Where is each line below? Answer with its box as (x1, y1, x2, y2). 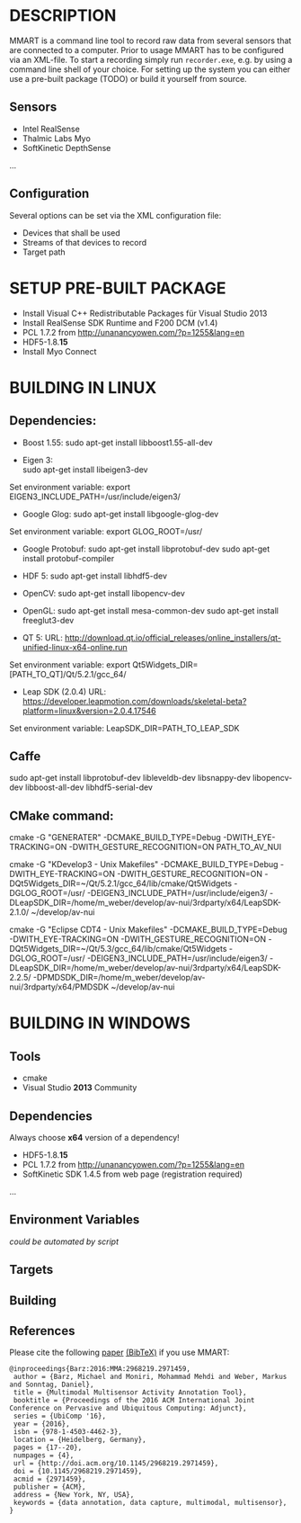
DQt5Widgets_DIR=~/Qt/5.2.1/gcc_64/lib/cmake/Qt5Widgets (9, 878, 232, 889)
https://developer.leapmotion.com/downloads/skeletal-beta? (22, 695, 247, 706)
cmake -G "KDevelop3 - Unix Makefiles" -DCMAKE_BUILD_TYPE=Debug (9, 859, 279, 870)
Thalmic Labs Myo (22, 132, 92, 144)
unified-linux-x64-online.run (22, 641, 128, 652)
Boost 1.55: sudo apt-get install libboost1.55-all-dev (22, 437, 213, 448)
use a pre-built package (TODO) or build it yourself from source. (9, 73, 247, 84)
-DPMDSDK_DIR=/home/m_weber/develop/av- (32, 972, 206, 983)
